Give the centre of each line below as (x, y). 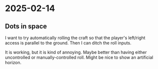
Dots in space (26, 26)
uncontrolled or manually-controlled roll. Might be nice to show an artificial (79, 57)
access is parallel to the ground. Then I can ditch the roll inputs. (68, 43)
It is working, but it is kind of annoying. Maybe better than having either (76, 52)
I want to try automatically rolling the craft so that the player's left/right (75, 38)
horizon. (13, 62)
